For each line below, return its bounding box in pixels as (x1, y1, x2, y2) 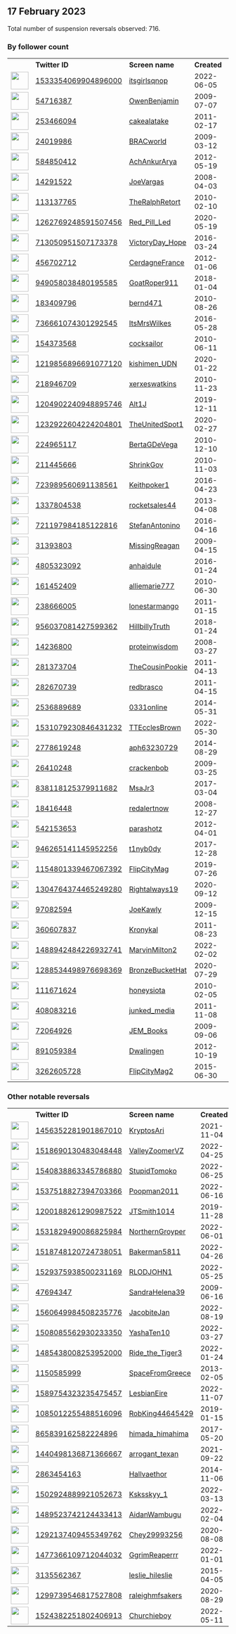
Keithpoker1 (129, 480, 170, 490)
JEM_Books (129, 1026, 169, 1036)
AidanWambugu (129, 1510, 182, 1519)
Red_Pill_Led (129, 217, 171, 227)
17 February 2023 (7, 6, 86, 18)
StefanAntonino (129, 520, 181, 530)
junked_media (129, 1005, 176, 1015)
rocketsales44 (129, 501, 177, 510)
